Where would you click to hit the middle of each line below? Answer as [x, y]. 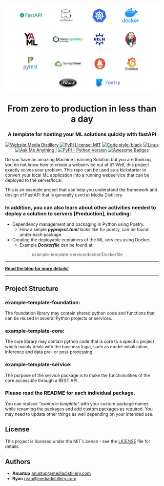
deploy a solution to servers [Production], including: [68, 213]
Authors [18, 462]
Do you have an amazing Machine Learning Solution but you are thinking [78, 159]
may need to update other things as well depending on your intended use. [79, 414]
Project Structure [32, 288]
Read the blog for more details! [37, 269]
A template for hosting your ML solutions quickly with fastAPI [82, 134]
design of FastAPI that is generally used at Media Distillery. [64, 195]
